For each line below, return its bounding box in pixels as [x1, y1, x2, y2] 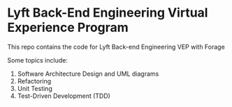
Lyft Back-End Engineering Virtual [7, 5, 208, 21]
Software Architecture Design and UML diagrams [17, 69, 159, 78]
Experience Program [7, 19, 129, 35]
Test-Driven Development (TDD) [17, 92, 110, 100]
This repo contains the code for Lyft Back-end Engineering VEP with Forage [7, 42, 225, 51]
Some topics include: [7, 56, 68, 64]
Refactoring [17, 76, 52, 85]
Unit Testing [17, 84, 52, 92]
